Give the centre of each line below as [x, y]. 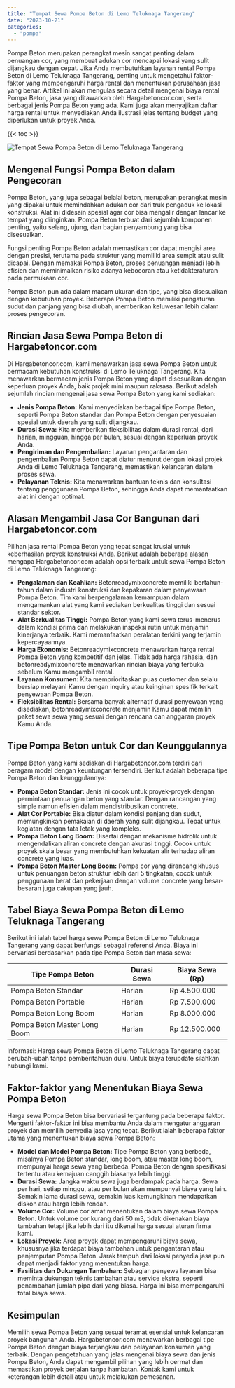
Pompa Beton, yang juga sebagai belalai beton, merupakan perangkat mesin [117, 198]
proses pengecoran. [36, 314]
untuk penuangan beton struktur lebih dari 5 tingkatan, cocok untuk [114, 873]
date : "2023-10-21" [36, 20]
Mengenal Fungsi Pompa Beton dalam [91, 169]
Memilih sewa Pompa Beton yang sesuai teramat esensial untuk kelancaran [116, 1332]
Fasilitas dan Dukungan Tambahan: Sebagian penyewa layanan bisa [117, 1271]
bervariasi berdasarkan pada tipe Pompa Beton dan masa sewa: [99, 953]
